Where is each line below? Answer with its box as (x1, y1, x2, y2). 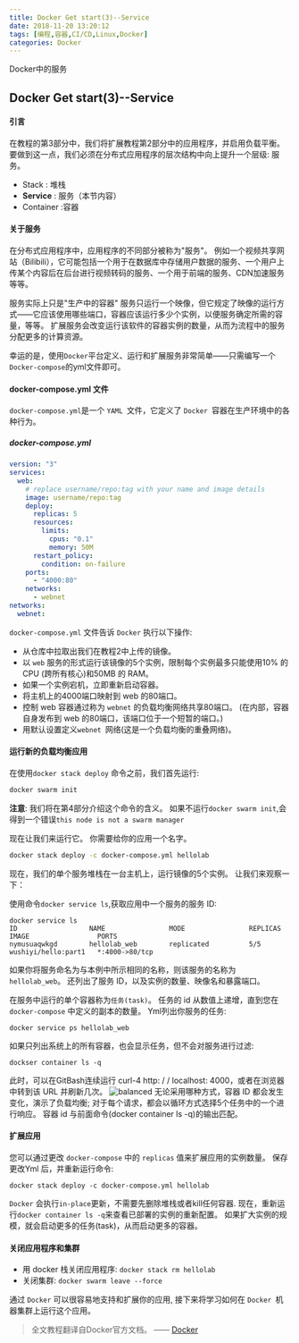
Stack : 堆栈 (21, 179, 66, 190)
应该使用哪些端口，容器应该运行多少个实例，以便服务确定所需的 (39, 309, 275, 320)
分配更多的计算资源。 (9, 332, 87, 342)
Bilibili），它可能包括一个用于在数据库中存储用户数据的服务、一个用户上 (24, 257, 286, 267)
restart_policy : (32, 551, 94, 560)
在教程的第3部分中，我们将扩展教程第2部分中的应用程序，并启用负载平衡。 (9, 138, 286, 148)
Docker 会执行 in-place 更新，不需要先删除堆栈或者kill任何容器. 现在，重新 (9, 1198, 278, 1208)
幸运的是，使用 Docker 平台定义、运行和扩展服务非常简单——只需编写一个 (9, 351, 276, 361)
